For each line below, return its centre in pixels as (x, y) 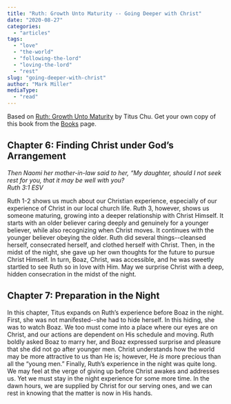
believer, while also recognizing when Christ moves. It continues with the (111, 230)
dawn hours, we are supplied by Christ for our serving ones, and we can (110, 385)
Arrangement (37, 156)
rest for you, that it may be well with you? (66, 180)
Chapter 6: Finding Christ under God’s (91, 145)
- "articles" (32, 33)
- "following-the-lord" (47, 59)
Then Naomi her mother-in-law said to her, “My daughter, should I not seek (114, 172)
